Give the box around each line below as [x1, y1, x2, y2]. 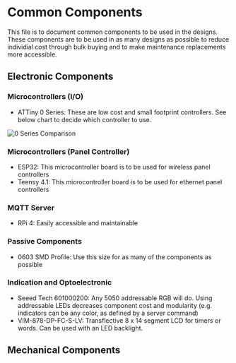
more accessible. [7, 50, 58, 59]
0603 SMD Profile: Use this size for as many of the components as [17, 252, 212, 261]
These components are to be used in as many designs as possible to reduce [7, 35, 230, 43]
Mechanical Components [7, 344, 121, 357]
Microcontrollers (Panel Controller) [7, 146, 130, 156]
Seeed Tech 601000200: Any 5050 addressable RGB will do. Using [17, 294, 213, 302]
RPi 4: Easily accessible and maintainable [17, 219, 138, 227]
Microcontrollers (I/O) [7, 92, 83, 102]
